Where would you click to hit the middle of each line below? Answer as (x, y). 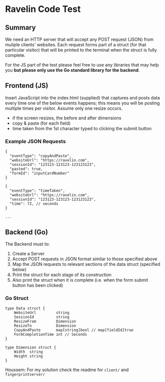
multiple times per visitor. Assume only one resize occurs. (64, 108)
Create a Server (28, 253)
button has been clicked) (38, 285)
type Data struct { (25, 308)
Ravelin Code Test (43, 9)
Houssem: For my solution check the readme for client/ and (67, 370)
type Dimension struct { (31, 348)
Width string (28, 352)
